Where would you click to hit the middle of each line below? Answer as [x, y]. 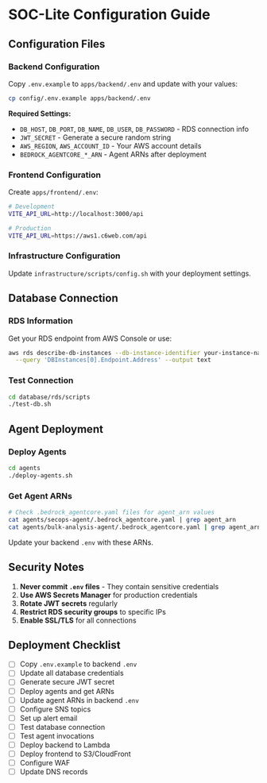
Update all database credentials [72, 673]
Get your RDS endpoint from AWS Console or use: [90, 338]
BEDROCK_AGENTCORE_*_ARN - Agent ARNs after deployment [113, 154]
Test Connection [41, 380]
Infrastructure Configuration [64, 256]
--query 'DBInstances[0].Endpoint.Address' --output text [114, 360]
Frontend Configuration [55, 175]
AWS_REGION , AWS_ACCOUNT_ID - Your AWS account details [110, 145]
